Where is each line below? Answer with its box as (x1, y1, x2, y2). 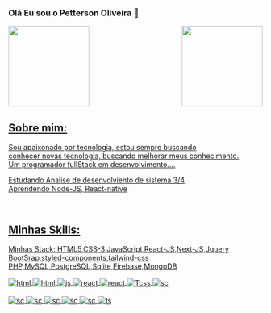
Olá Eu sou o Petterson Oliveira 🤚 (8, 7, 140, 19)
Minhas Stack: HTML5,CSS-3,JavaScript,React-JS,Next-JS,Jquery (8, 244, 230, 253)
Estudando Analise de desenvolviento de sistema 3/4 (8, 175, 186, 185)
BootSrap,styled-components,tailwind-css (8, 252, 149, 262)
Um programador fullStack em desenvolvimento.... (8, 160, 176, 169)
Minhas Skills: (8, 223, 81, 236)
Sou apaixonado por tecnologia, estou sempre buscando (8, 143, 197, 152)
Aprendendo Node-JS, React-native (8, 184, 127, 194)
